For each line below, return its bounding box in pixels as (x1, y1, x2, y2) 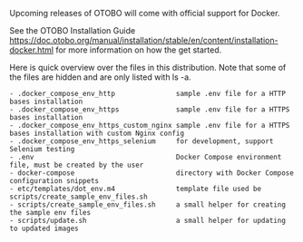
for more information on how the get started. (55, 44, 222, 55)
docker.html (9, 44, 54, 55)
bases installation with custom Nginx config (9, 129, 184, 138)
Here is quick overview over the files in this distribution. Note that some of (9, 63, 287, 73)
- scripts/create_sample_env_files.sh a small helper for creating (9, 200, 286, 209)
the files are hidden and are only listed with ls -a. (9, 72, 192, 82)
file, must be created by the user (9, 160, 144, 169)
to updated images (9, 224, 79, 233)
